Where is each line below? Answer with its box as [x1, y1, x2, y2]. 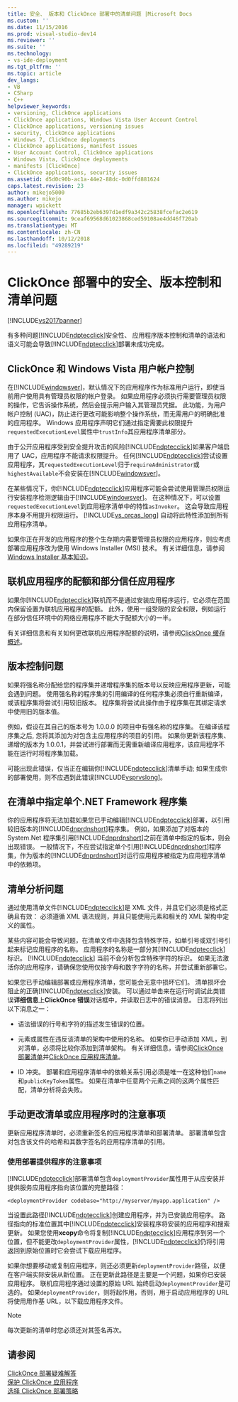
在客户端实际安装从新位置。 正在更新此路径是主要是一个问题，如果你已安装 [7, 1270, 227, 1279]
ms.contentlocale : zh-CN [7, 228, 81, 235]
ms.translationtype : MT [7, 222, 78, 229]
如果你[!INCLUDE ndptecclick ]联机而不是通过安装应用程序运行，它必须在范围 [7, 595, 230, 604]
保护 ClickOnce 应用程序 [7, 1378, 79, 1386]
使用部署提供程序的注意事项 [7, 1157, 102, 1167]
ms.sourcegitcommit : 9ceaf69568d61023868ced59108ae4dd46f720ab [7, 215, 198, 223]
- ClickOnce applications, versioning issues [7, 122, 144, 130]
